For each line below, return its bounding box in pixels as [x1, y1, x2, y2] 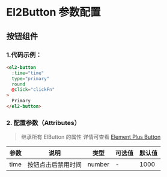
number [87, 160, 110, 169]
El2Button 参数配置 [6, 5, 101, 19]
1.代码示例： [6, 50, 42, 59]
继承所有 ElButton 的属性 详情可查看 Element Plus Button [20, 133, 161, 141]
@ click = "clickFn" [11, 87, 55, 93]
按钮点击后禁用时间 [27, 161, 82, 169]
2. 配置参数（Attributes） [6, 118, 81, 127]
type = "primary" [11, 75, 50, 81]
